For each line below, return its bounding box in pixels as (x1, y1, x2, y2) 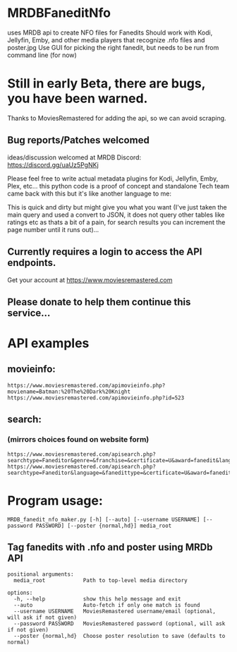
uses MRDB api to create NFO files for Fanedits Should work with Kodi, (7, 28, 213, 37)
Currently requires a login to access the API (7, 246, 202, 258)
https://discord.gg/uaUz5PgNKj (7, 160, 99, 169)
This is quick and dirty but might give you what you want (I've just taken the (7, 203, 227, 211)
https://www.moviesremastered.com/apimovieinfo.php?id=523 (7, 394, 185, 402)
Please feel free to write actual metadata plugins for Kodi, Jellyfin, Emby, (7, 174, 219, 183)
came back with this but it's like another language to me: (7, 189, 171, 198)
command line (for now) (7, 51, 78, 59)
